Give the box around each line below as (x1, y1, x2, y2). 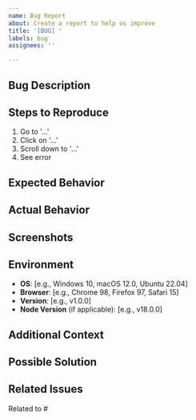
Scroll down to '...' (19, 144, 79, 153)
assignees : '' (8, 42, 56, 50)
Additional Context (8, 328, 104, 341)
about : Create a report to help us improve (8, 19, 156, 27)
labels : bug (8, 34, 48, 43)
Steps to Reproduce (8, 105, 110, 119)
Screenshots (8, 230, 74, 244)
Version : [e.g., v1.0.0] (19, 296, 92, 306)
